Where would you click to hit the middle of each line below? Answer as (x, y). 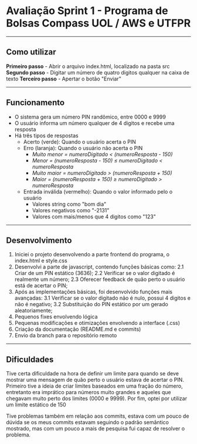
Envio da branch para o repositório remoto (66, 335)
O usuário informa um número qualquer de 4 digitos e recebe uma (94, 123)
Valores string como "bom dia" (69, 204)
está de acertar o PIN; (41, 286)
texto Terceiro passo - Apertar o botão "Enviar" (64, 79)
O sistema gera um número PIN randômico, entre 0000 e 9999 (90, 117)
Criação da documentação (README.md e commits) (78, 329)
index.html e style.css (41, 261)
